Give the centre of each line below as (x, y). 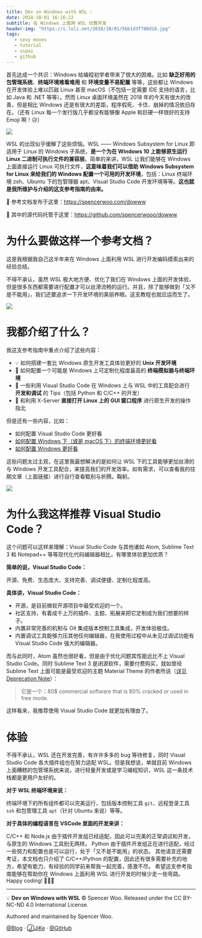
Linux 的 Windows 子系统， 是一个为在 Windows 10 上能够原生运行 (105, 151)
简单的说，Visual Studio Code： (47, 567)
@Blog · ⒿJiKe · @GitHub (39, 928)
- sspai (24, 51)
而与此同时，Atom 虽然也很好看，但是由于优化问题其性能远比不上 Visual (96, 656)
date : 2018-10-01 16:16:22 (40, 17)
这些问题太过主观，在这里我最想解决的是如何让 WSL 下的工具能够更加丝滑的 (100, 461)
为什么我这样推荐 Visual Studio (84, 514)
